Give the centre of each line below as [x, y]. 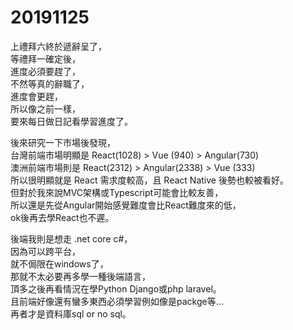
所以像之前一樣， [45, 108]
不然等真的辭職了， [50, 83]
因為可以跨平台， [45, 251]
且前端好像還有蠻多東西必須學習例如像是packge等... [117, 301]
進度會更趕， [36, 96]
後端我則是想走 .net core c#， [71, 238]
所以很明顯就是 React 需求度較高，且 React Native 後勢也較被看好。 [149, 180]
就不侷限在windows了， [59, 263]
